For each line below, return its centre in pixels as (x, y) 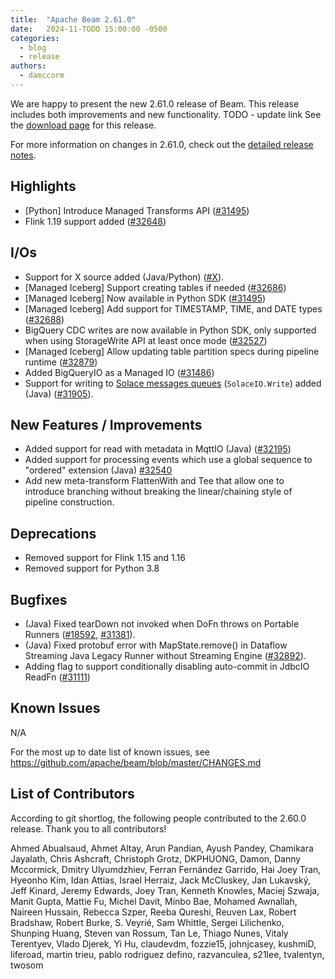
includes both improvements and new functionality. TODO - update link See (166, 114)
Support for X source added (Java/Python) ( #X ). (124, 277)
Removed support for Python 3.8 (92, 568)
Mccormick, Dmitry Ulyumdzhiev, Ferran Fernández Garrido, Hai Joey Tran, (166, 869)
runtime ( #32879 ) (61, 362)
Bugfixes (39, 599)
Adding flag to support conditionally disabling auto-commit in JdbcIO (167, 666)
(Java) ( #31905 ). (59, 393)
